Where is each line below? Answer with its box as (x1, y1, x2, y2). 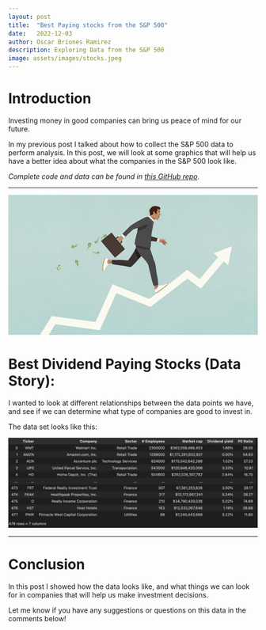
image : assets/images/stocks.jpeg (8, 55, 123, 63)
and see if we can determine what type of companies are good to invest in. (8, 407, 253, 416)
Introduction (8, 89, 92, 108)
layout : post (8, 13, 51, 21)
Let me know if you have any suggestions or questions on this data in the (8, 605, 247, 615)
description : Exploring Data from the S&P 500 (8, 46, 165, 55)
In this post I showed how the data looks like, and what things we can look (8, 582, 250, 591)
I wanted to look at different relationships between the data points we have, (8, 398, 254, 408)
